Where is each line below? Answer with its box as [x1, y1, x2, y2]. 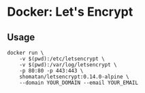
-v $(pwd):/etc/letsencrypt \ [19, 55, 106, 62]
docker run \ [7, 49, 44, 56]
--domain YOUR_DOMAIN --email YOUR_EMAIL [19, 79, 138, 86]
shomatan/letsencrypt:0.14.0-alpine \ [19, 73, 129, 80]
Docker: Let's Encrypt [7, 4, 133, 20]
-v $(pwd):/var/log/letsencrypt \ [19, 62, 117, 68]
